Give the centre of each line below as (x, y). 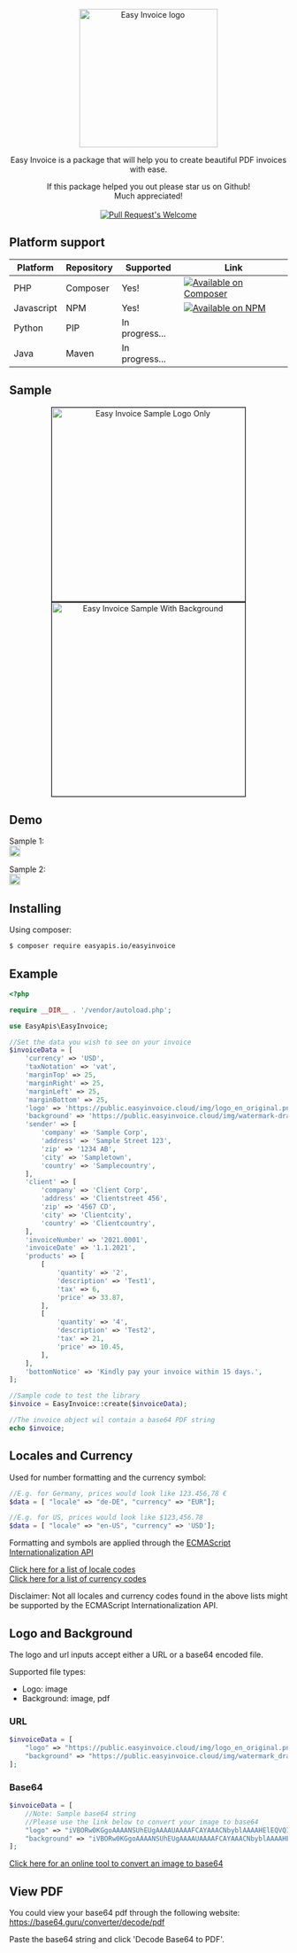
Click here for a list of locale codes (72, 1569)
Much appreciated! (148, 196)
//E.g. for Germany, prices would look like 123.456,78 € (118, 1493)
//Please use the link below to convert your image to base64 (142, 1822)
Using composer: (41, 930)
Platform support (57, 242)
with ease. (148, 169)
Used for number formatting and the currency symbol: (108, 1477)
